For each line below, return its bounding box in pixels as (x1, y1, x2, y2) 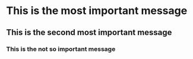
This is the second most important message (6, 27, 172, 37)
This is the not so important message (6, 45, 116, 53)
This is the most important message (6, 4, 188, 18)
